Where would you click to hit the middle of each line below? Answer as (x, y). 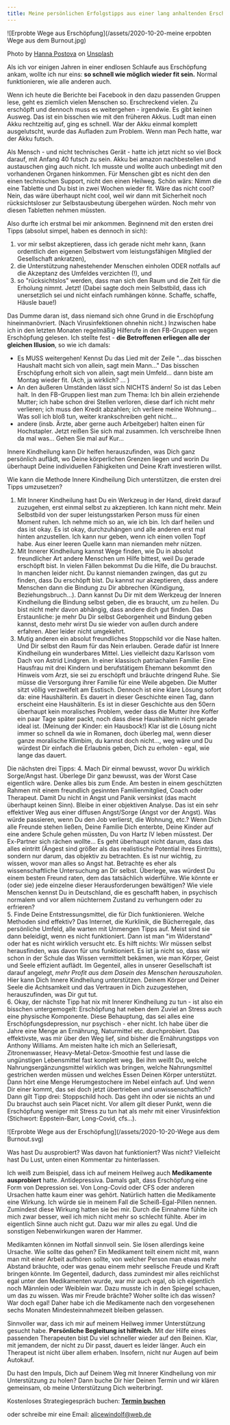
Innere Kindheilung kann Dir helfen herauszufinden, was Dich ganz (101, 451)
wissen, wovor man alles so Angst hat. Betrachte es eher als (92, 863)
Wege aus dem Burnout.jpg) (47, 40)
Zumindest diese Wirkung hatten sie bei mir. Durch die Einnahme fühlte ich (112, 1209)
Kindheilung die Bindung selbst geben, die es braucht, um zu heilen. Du (118, 602)
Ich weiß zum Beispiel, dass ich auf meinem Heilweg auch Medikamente (110, 1173)
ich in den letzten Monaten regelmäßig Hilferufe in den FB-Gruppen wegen (112, 330)
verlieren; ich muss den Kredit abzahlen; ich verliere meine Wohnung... (117, 409)
